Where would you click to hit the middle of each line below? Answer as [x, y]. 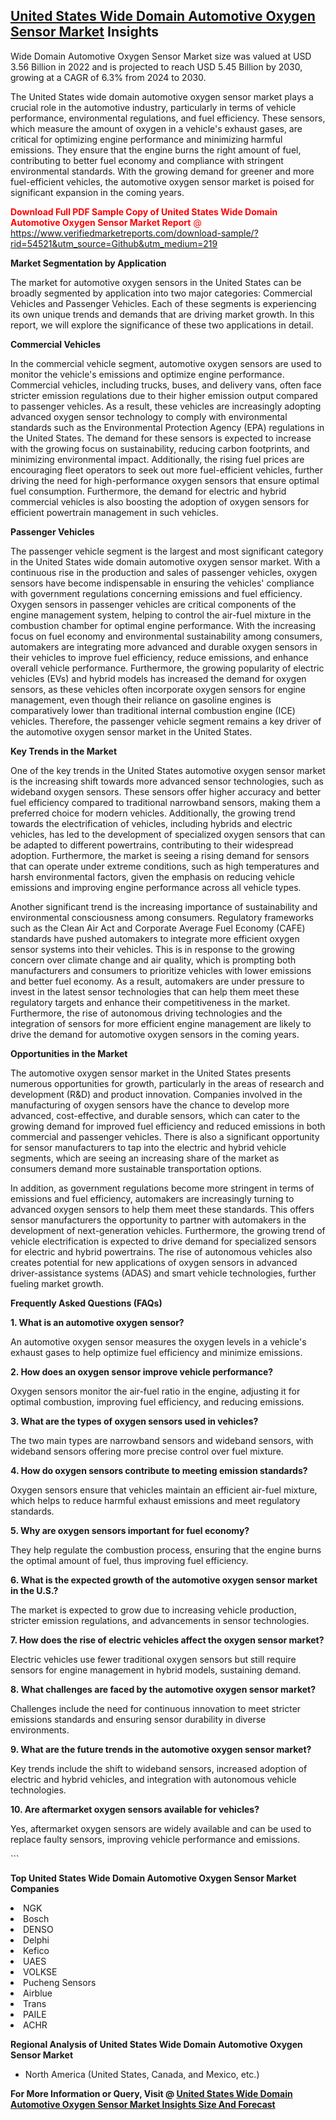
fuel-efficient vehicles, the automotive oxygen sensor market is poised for [162, 181]
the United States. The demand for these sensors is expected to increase [161, 438]
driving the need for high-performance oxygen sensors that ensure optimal [165, 480]
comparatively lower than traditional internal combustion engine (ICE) [153, 710]
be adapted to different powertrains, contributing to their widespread [152, 845]
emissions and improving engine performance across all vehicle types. [156, 887]
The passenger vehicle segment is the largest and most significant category [167, 551]
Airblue [38, 1993]
